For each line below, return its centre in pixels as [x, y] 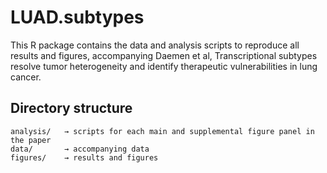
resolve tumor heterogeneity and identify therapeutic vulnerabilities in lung [164, 66]
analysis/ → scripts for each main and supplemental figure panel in [162, 131]
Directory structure [71, 108]
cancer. [26, 77]
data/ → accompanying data [80, 149]
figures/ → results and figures [84, 157]
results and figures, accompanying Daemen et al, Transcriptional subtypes [164, 55]
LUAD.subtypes [77, 17]
